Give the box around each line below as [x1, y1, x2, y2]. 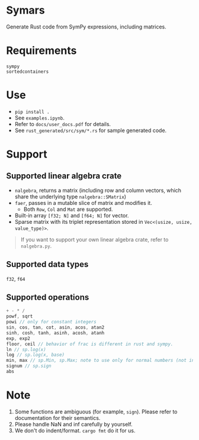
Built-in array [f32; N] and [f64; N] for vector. [14, 211, 129, 219]
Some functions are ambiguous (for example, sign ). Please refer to [14, 408, 178, 415]
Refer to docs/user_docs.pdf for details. [14, 120, 111, 127]
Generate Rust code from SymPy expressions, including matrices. [6, 23, 167, 30]
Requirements [6, 44, 77, 57]
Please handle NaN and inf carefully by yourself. [14, 420, 133, 428]
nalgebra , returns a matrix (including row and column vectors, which [14, 187, 182, 194]
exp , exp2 [6, 335, 31, 341]
